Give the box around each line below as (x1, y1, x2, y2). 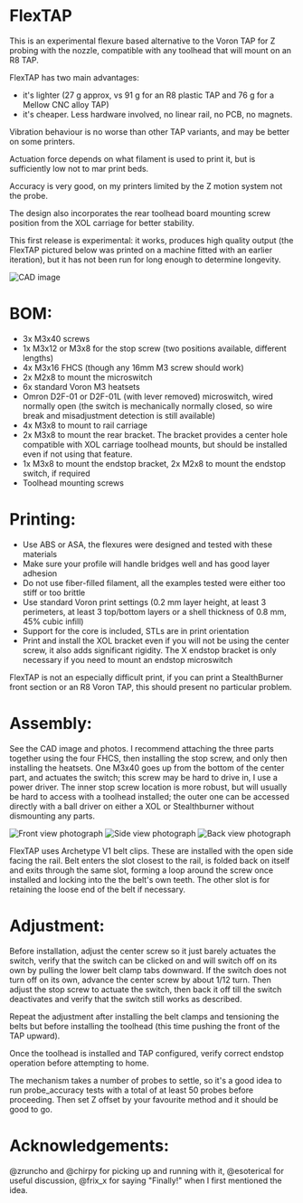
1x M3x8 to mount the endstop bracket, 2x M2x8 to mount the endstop (22, 458, 287, 469)
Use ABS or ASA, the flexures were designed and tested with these (22, 539, 273, 550)
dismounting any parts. (9, 810, 95, 821)
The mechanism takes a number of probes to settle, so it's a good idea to (9, 1075, 282, 1085)
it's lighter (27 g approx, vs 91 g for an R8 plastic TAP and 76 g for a (22, 90, 274, 100)
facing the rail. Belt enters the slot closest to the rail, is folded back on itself (9, 855, 290, 866)
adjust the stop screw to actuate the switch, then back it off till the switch (9, 983, 282, 995)
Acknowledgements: (9, 1135, 170, 1156)
